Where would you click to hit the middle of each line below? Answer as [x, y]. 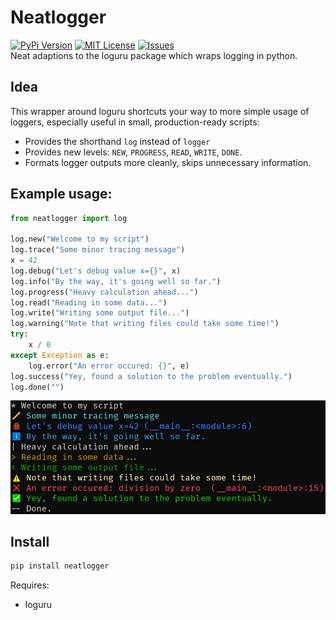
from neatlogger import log [69, 218]
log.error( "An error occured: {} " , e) [109, 366]
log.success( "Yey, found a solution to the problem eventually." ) [151, 376]
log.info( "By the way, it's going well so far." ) [116, 281]
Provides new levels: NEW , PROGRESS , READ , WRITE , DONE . [133, 152]
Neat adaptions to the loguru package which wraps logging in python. [154, 55]
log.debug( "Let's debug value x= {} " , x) [96, 271]
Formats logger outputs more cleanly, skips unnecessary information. [168, 162]
